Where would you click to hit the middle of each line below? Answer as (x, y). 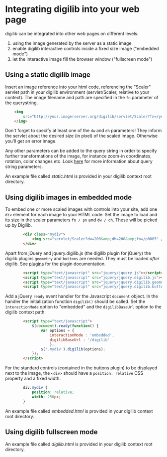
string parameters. (24, 167)
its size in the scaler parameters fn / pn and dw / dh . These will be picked (81, 220)
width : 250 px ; (46, 397)
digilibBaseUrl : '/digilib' (80, 340)
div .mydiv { (36, 388)
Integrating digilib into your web (73, 9)
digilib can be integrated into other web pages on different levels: (72, 33)
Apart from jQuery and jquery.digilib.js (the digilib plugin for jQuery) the (78, 253)
